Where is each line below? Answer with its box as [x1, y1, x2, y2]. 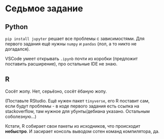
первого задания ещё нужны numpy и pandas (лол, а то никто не [5, 41, 137, 47]
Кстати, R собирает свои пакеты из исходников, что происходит [5, 123, 140, 129]
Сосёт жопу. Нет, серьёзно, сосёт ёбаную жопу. [5, 88, 107, 94]
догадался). [5, 46, 31, 52]
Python [5, 23, 28, 31]
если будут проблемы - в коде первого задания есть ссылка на [5, 103, 139, 109]
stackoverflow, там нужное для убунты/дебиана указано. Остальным [5, 108, 150, 114]
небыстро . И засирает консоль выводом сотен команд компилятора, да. [5, 128, 160, 134]
